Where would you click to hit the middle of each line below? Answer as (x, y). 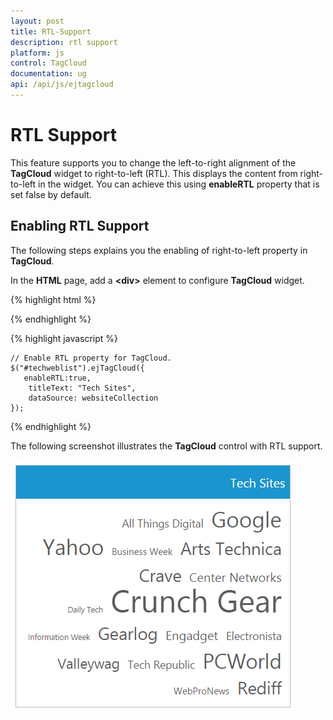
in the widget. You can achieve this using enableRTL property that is (179, 184)
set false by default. (51, 194)
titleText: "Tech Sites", (82, 388)
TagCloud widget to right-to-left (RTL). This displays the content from (154, 173)
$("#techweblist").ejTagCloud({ (77, 368)
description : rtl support (64, 42)
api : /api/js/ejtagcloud (62, 85)
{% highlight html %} (53, 299)
